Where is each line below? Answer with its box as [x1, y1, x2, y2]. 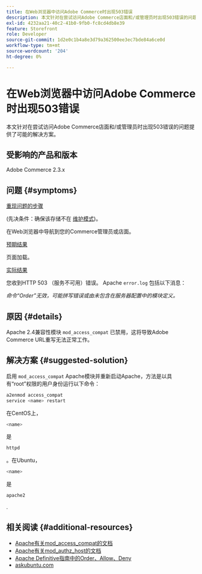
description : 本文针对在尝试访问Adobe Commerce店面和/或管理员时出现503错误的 [6, 14, 188, 20]
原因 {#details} [6, 311, 63, 321]
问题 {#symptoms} [6, 185, 78, 195]
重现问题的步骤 [6, 203, 43, 210]
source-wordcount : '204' [6, 48, 69, 54]
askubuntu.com [14, 561, 54, 569]
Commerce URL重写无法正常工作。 [6, 336, 93, 343]
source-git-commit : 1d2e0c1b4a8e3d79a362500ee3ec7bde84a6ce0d [6, 37, 165, 43]
